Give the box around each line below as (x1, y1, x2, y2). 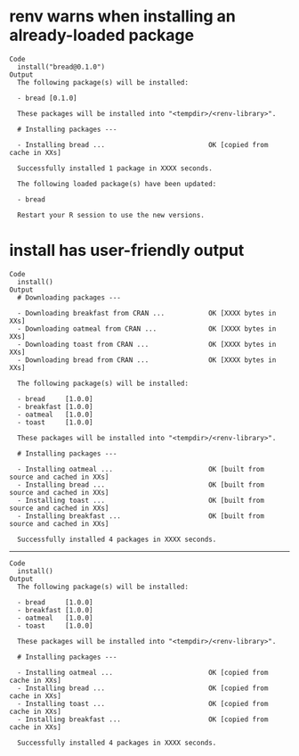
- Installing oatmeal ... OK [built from (17, 464, 265, 473)
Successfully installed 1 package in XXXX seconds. (17, 163, 214, 173)
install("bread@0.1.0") (17, 62, 105, 71)
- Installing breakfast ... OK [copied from (17, 715, 269, 724)
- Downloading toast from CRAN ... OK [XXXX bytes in (17, 340, 277, 349)
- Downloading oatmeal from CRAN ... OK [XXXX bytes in (17, 324, 277, 333)
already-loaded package (9, 25, 194, 45)
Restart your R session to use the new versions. (17, 210, 205, 219)
